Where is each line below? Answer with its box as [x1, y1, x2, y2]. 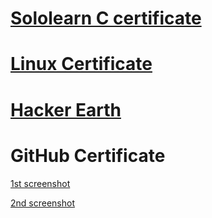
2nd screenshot [10, 197, 75, 209]
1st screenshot [10, 177, 71, 189]
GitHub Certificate [10, 144, 166, 167]
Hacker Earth [10, 98, 122, 121]
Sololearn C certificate [10, 7, 202, 30]
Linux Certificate [10, 53, 153, 76]
